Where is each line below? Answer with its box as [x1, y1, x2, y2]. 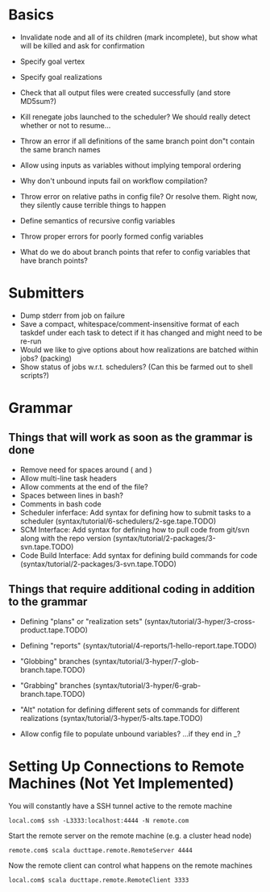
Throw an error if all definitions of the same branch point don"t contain [19, 135, 255, 146]
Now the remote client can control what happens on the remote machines [8, 861, 253, 870]
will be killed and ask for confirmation [19, 40, 145, 50]
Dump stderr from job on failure [19, 311, 126, 320]
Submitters [8, 284, 85, 302]
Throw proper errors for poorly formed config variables [19, 231, 204, 241]
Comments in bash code [19, 498, 102, 509]
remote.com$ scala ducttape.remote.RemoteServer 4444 [8, 846, 193, 854]
